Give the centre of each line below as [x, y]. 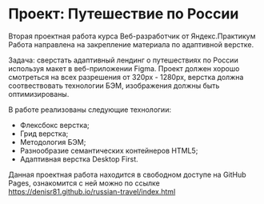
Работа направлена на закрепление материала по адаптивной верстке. [131, 44]
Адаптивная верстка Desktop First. [79, 159]
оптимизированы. [39, 94]
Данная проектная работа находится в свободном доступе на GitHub [127, 174]
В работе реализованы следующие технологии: [90, 110]
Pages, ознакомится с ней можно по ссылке [84, 183]
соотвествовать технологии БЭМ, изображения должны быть [114, 86]
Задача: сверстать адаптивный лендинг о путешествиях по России [123, 60]
